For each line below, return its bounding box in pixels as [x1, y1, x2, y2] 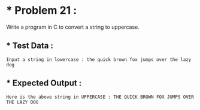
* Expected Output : [6, 78, 82, 88]
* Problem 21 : [6, 4, 77, 17]
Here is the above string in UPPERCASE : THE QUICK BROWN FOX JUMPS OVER [6, 94, 195, 100]
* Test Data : [6, 41, 54, 51]
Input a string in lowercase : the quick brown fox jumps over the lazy [6, 56, 192, 63]
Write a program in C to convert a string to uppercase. [6, 23, 140, 30]
